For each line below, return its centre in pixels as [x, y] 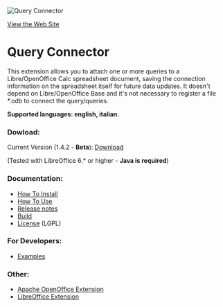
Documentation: [35, 179]
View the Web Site [34, 24]
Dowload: [24, 132]
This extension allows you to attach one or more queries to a [93, 71]
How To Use [35, 201]
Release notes [37, 209]
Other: [18, 274]
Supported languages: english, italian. [63, 114]
